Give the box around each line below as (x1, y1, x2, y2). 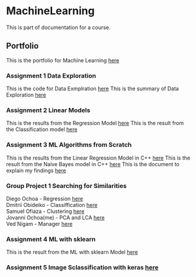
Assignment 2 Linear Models (6, 106, 91, 114)
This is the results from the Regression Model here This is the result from (6, 120, 184, 127)
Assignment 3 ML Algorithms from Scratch (6, 141, 132, 149)
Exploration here (6, 91, 46, 98)
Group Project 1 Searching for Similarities (6, 182, 127, 190)
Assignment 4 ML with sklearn (6, 235, 96, 243)
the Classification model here (6, 126, 78, 133)
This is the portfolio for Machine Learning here (6, 56, 120, 63)
